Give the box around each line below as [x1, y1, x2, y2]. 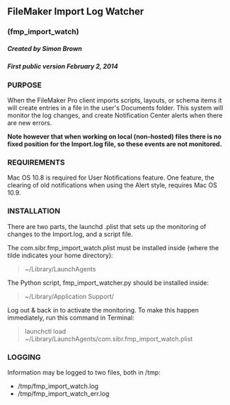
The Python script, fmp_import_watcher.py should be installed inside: [7, 278, 209, 287]
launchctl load [24, 327, 67, 335]
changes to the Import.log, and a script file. [7, 230, 133, 238]
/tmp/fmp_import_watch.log [17, 382, 99, 390]
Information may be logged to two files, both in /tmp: [7, 368, 161, 377]
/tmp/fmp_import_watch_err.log [17, 389, 110, 398]
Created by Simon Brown [7, 44, 83, 52]
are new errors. [7, 119, 52, 127]
